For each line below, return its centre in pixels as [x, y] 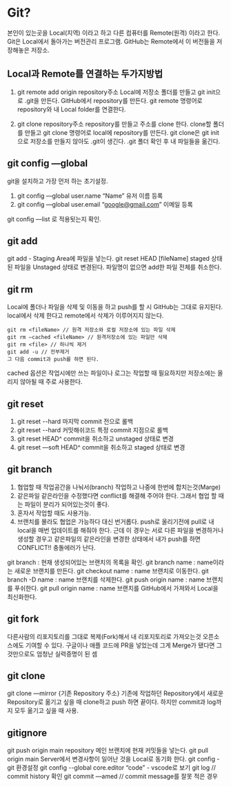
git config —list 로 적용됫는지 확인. [54, 219]
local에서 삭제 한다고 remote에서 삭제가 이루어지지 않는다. [86, 315]
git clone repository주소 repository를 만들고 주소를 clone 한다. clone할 [114, 124]
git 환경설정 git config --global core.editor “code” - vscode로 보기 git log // [111, 768]
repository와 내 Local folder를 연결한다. [71, 109]
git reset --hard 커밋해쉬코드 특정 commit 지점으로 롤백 [93, 430]
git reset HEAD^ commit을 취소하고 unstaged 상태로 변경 [95, 438]
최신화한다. [22, 597]
